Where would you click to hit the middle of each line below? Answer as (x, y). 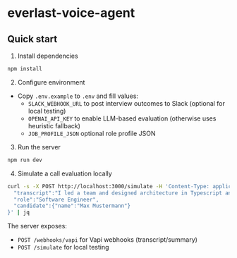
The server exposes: (37, 226)
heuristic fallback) (54, 125)
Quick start (32, 39)
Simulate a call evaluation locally (65, 173)
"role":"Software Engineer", (56, 199)
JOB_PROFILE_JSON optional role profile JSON (92, 133)
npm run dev (25, 160)
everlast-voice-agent (71, 13)
